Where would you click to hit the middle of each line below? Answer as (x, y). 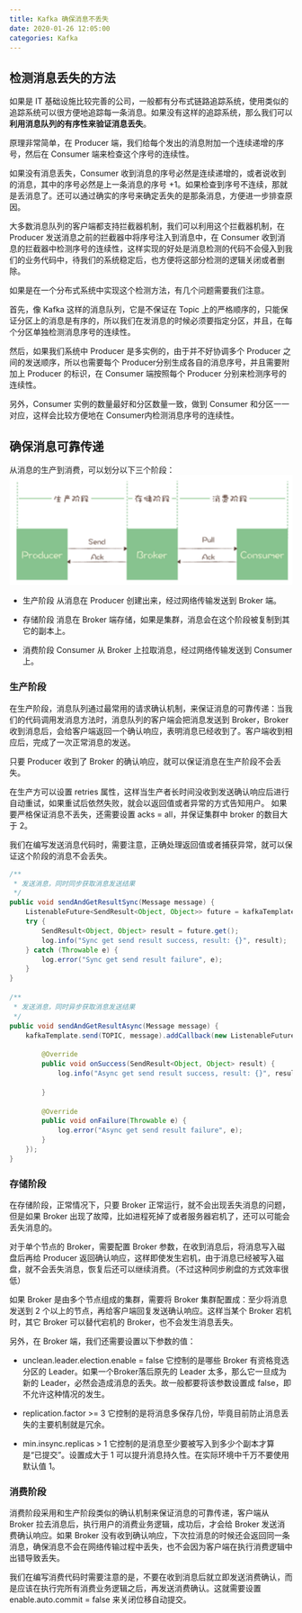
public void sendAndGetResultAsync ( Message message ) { (114, 1026)
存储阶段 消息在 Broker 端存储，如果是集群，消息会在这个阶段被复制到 (152, 620)
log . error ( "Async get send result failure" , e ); (150, 1130)
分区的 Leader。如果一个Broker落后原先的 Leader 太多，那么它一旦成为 (155, 1372)
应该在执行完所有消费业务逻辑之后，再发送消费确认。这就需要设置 (139, 1589)
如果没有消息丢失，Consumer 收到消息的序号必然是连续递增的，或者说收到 (148, 173)
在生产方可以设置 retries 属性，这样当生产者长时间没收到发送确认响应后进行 (150, 792)
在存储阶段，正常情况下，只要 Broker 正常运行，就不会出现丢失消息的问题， (150, 1205)
